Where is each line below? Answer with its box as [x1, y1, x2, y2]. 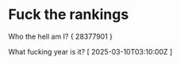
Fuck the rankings [8, 6, 129, 24]
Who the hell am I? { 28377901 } [8, 32, 113, 41]
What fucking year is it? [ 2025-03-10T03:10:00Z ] [8, 47, 173, 56]
